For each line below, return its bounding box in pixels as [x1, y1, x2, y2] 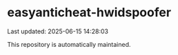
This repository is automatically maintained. [7, 40, 131, 48]
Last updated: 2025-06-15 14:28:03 [7, 27, 109, 35]
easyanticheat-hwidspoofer [7, 5, 171, 20]
